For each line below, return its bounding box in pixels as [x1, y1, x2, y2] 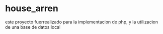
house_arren [5, 3, 59, 14]
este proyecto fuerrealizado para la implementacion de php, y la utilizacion [5, 19, 158, 25]
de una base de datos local [5, 24, 61, 30]
